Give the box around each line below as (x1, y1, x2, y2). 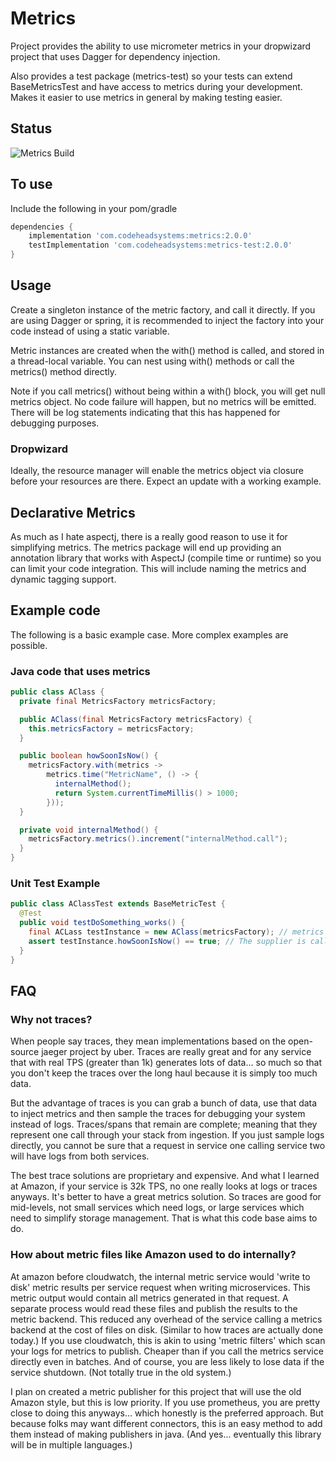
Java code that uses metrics (10, 664, 151, 678)
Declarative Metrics (10, 504, 136, 521)
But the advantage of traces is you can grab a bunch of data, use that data (10, 1097, 318, 1109)
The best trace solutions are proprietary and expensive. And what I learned (10, 1170, 320, 1182)
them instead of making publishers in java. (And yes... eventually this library (10, 1428, 322, 1440)
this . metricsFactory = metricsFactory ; (28, 723, 195, 734)
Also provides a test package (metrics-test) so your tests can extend (10, 70, 293, 82)
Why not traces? (10, 1012, 93, 1026)
